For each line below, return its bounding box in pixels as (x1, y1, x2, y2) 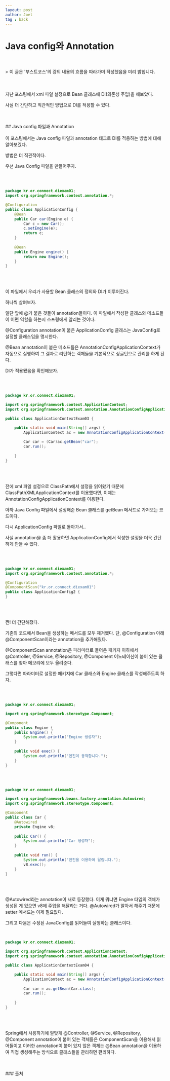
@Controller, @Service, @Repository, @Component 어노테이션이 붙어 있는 (5, 653, 158, 659)
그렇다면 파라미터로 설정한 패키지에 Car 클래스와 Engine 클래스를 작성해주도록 (5, 670, 159, 677)
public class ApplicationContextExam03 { (5, 416, 94, 421)
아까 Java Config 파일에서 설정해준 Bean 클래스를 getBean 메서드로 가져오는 (5, 506, 158, 512)
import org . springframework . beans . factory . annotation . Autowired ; (5, 796, 146, 801)
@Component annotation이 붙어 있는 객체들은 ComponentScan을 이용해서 (5, 1036, 156, 1042)
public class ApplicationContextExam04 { (5, 963, 94, 968)
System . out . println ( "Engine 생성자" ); (23, 734, 102, 740)
